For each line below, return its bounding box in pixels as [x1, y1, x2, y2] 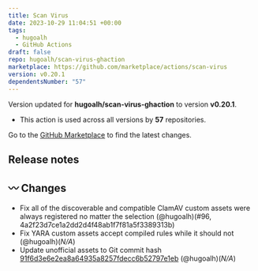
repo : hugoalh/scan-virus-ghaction [8, 56, 125, 64]
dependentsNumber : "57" [8, 77, 87, 85]
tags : [8, 26, 26, 34]
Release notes [8, 152, 80, 166]
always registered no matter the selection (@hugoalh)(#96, [19, 211, 211, 221]
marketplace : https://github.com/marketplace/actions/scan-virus [8, 63, 227, 71]
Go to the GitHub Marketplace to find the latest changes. [8, 130, 192, 139]
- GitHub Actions [15, 41, 73, 49]
